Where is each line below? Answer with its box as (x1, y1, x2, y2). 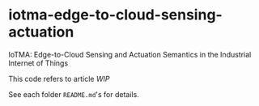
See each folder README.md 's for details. (8, 89, 139, 99)
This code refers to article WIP (8, 74, 110, 83)
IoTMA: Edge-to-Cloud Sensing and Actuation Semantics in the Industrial (8, 49, 252, 59)
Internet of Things (8, 58, 69, 68)
